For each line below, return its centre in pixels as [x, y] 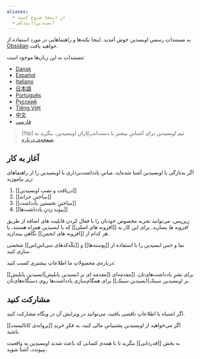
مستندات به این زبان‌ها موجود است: [46, 58]
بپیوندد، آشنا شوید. [27, 349]
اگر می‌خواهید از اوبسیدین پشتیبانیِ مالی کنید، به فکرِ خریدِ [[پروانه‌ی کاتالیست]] [94, 325]
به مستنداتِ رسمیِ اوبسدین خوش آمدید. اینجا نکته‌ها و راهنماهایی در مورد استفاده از [99, 40]
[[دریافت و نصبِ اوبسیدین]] [46, 190]
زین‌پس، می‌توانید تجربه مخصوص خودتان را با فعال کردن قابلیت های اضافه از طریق [98, 221]
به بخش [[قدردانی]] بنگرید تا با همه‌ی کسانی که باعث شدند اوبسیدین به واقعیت [93, 343]
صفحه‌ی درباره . [38, 140]
